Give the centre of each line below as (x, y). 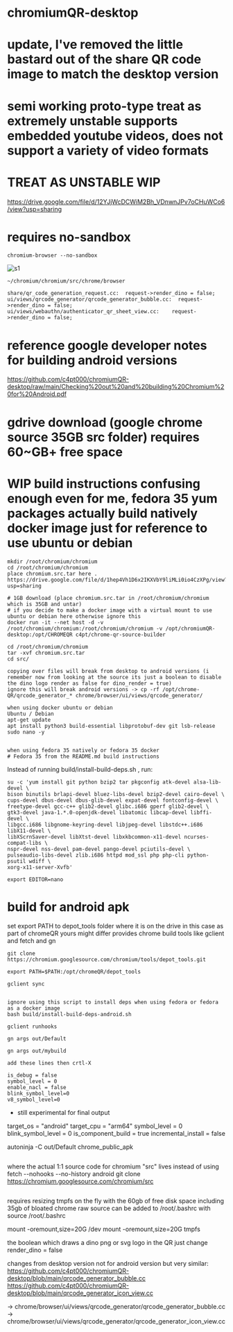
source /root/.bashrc (36, 1216)
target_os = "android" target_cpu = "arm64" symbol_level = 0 (95, 1126)
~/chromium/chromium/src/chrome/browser (67, 281)
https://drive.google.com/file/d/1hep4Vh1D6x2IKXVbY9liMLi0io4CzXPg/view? (118, 580)
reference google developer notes (107, 345)
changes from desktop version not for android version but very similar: (108, 1264)
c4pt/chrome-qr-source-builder (121, 635)
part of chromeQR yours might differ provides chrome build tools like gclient (116, 933)
